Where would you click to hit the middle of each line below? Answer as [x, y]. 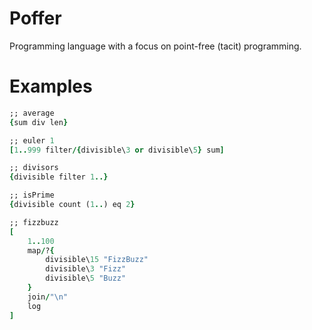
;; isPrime [32, 195]
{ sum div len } [39, 122]
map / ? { [41, 250]
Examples [51, 86]
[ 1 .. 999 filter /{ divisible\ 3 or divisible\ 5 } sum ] [117, 150]
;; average [32, 113]
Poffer [35, 18]
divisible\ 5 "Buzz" [86, 278]
